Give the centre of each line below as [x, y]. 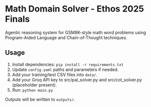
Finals [17, 19]
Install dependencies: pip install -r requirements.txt [68, 64]
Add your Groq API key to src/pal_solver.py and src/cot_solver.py [77, 80]
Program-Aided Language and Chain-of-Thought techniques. [66, 38]
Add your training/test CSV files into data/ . [55, 74]
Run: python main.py [33, 90]
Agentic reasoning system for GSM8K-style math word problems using [76, 32]
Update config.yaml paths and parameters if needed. [65, 69]
